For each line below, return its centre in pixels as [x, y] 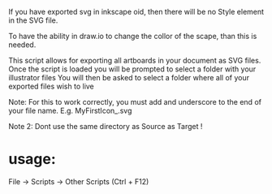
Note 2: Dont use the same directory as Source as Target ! [106, 126]
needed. [22, 45]
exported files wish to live [52, 86]
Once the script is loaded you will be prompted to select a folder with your [132, 69]
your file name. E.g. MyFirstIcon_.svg [70, 110]
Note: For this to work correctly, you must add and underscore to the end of [135, 102]
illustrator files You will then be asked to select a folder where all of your [129, 78]
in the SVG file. [33, 20]
